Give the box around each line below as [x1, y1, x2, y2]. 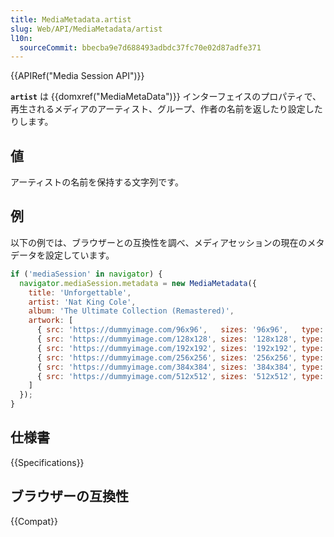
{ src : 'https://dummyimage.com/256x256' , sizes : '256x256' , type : [36, 352, 325, 363]
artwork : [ [28, 316, 74, 326]
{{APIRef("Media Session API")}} [10, 70, 145, 82]
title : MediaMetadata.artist [10, 14, 132, 25]
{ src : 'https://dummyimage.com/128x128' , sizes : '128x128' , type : [36, 334, 325, 344]
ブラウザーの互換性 [10, 488, 129, 505]
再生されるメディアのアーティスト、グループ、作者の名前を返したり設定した [10, 103, 323, 115]
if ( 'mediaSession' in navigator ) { [10, 269, 163, 279]
